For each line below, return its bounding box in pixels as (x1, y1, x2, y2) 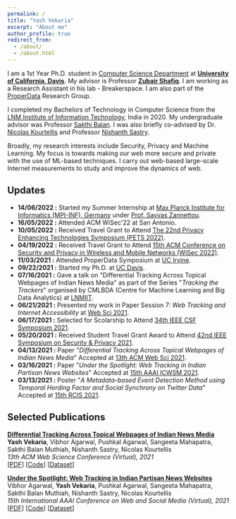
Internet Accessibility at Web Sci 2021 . (17, 308, 130, 316)
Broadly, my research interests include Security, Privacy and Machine (7, 141, 209, 150)
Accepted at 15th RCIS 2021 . (17, 390, 101, 399)
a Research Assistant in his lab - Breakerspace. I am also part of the (7, 84, 204, 93)
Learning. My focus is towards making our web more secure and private (7, 149, 216, 157)
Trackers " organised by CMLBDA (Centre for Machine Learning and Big (17, 285, 225, 294)
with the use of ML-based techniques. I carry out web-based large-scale (7, 156, 218, 165)
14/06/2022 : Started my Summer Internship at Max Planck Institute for (17, 203, 225, 212)
